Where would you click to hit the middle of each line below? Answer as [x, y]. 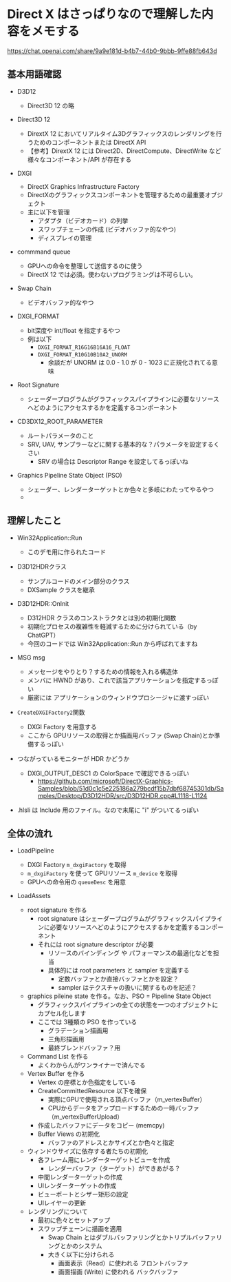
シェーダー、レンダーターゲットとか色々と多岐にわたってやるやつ [121, 489]
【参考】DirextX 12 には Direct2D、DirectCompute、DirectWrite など [124, 151]
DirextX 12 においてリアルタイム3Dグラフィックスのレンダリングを [122, 133]
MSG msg [31, 657]
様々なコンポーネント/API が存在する [79, 159]
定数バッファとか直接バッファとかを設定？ [118, 979]
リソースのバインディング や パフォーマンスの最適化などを [131, 953]
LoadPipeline [35, 851]
